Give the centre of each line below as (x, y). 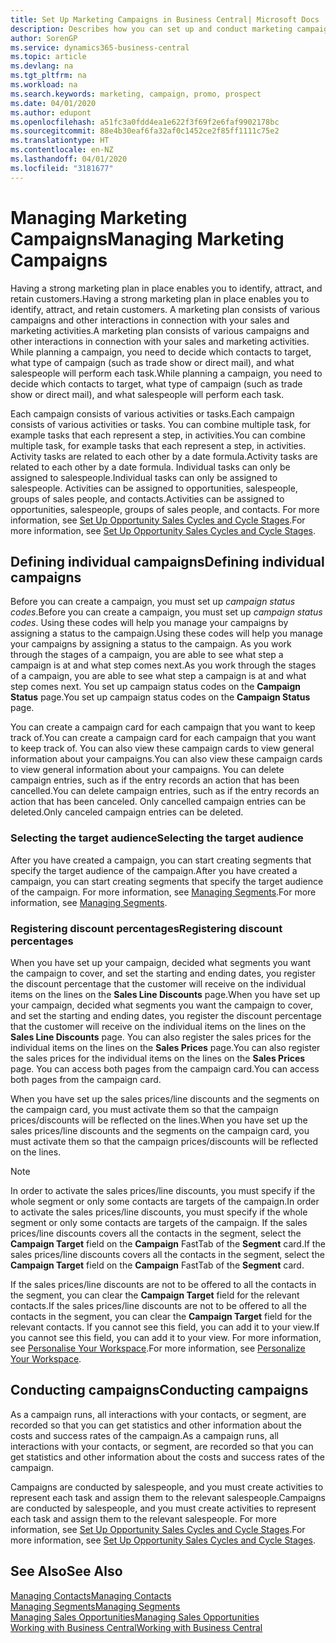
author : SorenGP (44, 38)
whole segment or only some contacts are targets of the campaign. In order (165, 1201)
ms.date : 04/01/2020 (53, 103)
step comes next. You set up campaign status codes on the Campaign (155, 687)
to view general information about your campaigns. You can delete (147, 770)
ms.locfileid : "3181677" (62, 168)
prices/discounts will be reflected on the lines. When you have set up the (159, 1120)
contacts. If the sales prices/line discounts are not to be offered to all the (158, 1305)
